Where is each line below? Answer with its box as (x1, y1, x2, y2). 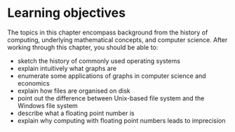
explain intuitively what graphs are (17, 64, 117, 72)
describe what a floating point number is (17, 109, 135, 117)
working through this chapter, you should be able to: (7, 43, 159, 51)
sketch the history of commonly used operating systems (17, 56, 181, 65)
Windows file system (17, 101, 79, 110)
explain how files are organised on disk (17, 86, 131, 95)
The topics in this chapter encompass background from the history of (7, 28, 208, 37)
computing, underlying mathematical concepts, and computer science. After (7, 35, 228, 44)
